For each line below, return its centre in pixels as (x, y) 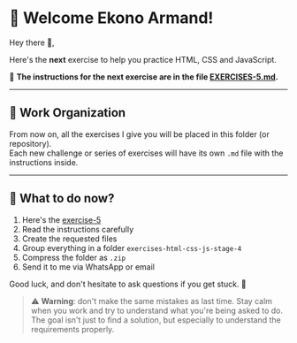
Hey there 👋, (32, 42)
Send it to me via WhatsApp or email (88, 267)
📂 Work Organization (68, 113)
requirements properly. (72, 329)
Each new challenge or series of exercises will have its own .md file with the (147, 153)
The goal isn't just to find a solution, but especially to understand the (156, 320)
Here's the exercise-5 (61, 219)
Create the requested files (69, 239)
